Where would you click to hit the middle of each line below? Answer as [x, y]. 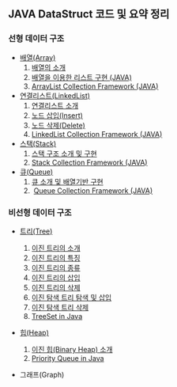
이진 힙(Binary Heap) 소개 [72, 349]
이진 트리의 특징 [56, 258]
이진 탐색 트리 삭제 [60, 307]
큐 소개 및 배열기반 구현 [68, 181]
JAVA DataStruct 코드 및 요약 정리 [89, 14]
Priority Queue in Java [68, 358]
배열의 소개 [48, 67]
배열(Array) [38, 57]
